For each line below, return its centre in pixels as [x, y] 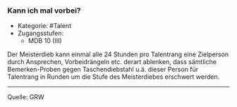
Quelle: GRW [26, 97]
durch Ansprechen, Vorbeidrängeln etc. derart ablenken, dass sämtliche [112, 62]
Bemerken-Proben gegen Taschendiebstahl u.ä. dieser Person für [103, 70]
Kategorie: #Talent [44, 26]
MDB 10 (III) [45, 41]
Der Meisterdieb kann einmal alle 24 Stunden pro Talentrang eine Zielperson [118, 54]
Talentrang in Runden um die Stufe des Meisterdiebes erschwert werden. [114, 77]
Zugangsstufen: [41, 33]
